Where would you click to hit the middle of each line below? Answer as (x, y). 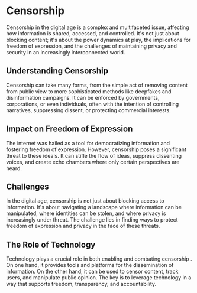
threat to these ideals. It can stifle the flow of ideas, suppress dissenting (94, 155)
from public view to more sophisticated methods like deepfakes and (89, 91)
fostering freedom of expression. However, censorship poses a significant (96, 149)
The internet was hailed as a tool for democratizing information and (88, 143)
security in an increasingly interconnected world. (66, 52)
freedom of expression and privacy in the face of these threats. (83, 226)
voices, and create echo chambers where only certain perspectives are (93, 162)
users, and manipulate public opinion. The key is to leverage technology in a (99, 278)
